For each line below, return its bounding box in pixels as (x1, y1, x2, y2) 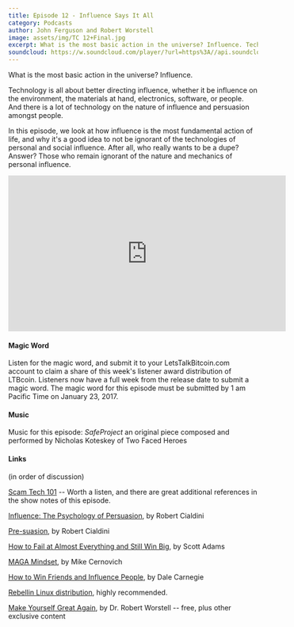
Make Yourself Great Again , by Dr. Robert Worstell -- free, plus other (8, 602, 231, 612)
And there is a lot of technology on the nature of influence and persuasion (8, 102, 250, 112)
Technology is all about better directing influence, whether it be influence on (8, 85, 258, 95)
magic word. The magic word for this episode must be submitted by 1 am (8, 383, 246, 393)
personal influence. (8, 160, 71, 169)
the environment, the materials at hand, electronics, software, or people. (8, 94, 244, 103)
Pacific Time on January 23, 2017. (8, 392, 119, 401)
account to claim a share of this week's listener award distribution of (8, 367, 232, 376)
